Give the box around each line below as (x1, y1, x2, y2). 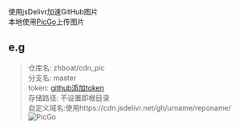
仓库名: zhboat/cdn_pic (27, 62, 106, 72)
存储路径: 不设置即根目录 (27, 93, 110, 103)
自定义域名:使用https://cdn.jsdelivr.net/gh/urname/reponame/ (27, 103, 231, 112)
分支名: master (27, 73, 77, 83)
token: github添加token (27, 83, 104, 92)
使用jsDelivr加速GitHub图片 (8, 7, 99, 16)
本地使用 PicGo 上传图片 (8, 17, 85, 26)
